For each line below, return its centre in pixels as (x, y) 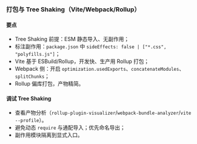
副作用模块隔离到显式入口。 (49, 135)
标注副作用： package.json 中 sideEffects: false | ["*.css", (90, 46)
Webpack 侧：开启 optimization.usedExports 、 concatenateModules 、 (99, 69)
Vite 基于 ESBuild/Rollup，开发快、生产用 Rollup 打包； (82, 61)
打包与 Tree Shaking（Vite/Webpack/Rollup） (74, 9)
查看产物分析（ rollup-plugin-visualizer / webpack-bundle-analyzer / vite (103, 113)
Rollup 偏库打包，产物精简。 (49, 84)
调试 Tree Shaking (29, 98)
